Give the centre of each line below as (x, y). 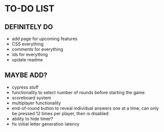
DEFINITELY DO (29, 27)
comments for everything (37, 49)
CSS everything (28, 44)
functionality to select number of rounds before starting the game (78, 92)
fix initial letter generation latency (46, 124)
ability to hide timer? (33, 119)
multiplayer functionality (36, 103)
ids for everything (30, 54)
